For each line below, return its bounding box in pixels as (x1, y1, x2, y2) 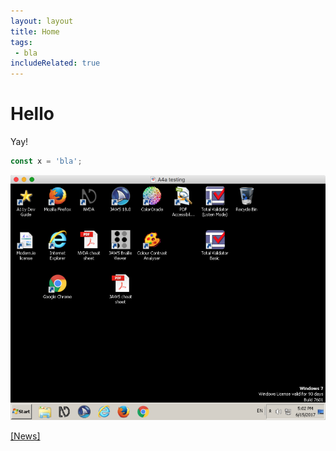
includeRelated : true (10, 58, 101, 69)
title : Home (10, 26, 60, 37)
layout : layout (10, 16, 74, 26)
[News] (10, 430, 41, 442)
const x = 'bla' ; (10, 156, 83, 167)
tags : (10, 37, 33, 47)
